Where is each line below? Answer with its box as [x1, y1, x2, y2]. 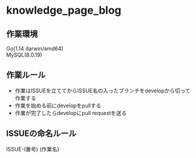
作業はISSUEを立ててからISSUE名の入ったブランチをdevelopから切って [14, 87, 191, 94]
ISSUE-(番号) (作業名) [6, 145, 60, 153]
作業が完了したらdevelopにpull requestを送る [14, 109, 127, 116]
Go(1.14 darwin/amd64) [6, 45, 64, 52]
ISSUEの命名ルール [6, 129, 76, 139]
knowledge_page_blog [6, 4, 121, 17]
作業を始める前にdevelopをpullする [14, 102, 102, 109]
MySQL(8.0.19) [6, 51, 43, 58]
